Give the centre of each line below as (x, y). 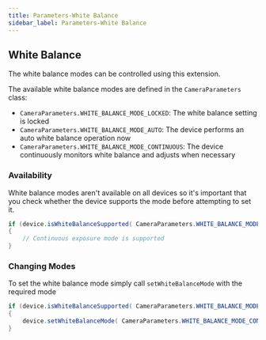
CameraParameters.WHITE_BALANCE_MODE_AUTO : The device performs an (131, 130)
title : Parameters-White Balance (63, 15)
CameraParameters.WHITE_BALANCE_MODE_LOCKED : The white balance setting (138, 113)
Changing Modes (42, 266)
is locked (34, 121)
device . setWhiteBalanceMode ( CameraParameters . (102, 321)
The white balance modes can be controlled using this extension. (114, 74)
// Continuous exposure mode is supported (93, 239)
